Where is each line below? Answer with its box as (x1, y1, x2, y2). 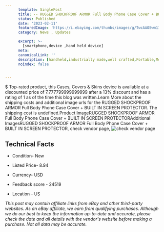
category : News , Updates (18, 30, 71, 35)
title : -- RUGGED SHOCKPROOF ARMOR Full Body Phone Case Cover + (18, 12, 154, 17)
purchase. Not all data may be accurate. (5, 221, 87, 227)
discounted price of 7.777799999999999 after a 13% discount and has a (5, 89, 151, 95)
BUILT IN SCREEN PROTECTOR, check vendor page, (5, 126, 111, 131)
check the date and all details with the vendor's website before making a (5, 216, 152, 222)
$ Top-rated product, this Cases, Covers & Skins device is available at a (5, 84, 149, 90)
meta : (18, 48, 29, 53)
